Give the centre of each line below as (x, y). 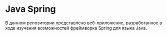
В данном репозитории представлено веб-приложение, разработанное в (84, 23)
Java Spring (30, 9)
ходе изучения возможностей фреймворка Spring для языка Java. (76, 28)
